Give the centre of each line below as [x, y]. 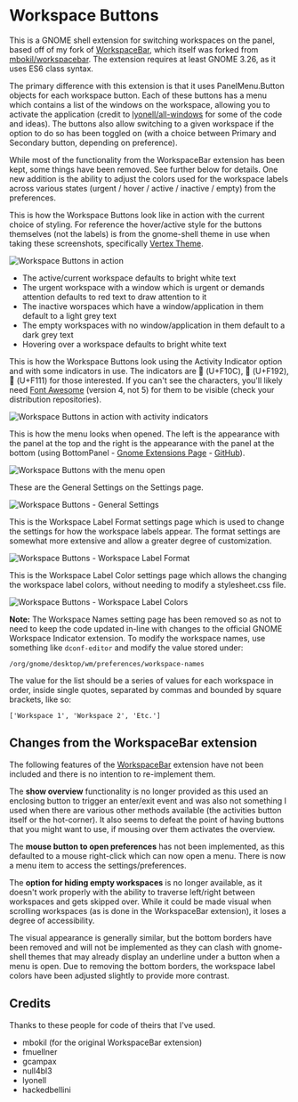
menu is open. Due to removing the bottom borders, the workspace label [142, 966]
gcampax [39, 1061]
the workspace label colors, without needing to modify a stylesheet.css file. [148, 584]
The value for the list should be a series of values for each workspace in [141, 680]
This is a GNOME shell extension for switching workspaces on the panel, [142, 40]
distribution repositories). [56, 399]
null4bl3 [37, 1071]
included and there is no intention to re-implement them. [113, 774]
